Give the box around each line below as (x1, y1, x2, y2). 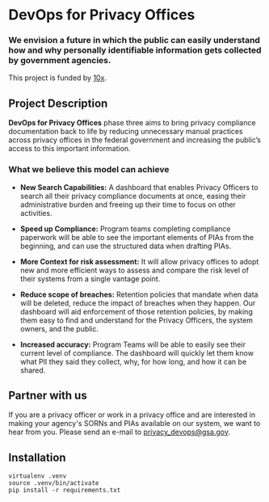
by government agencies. (8, 55, 111, 66)
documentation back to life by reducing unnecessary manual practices (8, 127, 244, 137)
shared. (19, 365, 46, 375)
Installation (8, 450, 66, 464)
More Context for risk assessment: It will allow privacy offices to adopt (19, 256, 259, 266)
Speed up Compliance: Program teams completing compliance (19, 224, 231, 234)
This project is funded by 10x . (8, 73, 107, 82)
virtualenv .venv (8, 472, 67, 480)
